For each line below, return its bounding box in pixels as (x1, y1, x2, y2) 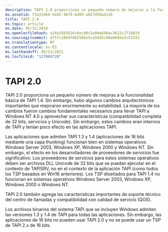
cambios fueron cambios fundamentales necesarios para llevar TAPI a (5, 108, 149, 114)
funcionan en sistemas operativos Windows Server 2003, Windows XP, (5, 176, 151, 182)
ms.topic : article (5, 21, 43, 27)
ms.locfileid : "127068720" (5, 54, 61, 59)
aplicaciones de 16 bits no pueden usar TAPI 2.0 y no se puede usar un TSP (5, 217, 161, 223)
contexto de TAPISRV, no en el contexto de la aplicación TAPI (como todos (5, 166, 158, 172)
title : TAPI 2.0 (5, 17, 39, 22)
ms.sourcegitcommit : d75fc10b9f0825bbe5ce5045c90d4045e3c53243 (5, 36, 140, 41)
